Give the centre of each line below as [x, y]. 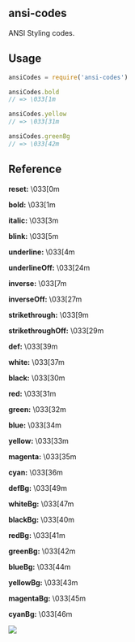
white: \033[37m [36, 362]
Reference [35, 169]
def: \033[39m [33, 346]
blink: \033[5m [34, 236]
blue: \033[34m [35, 425]
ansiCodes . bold [34, 92]
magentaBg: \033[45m [47, 598]
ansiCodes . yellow [38, 114]
